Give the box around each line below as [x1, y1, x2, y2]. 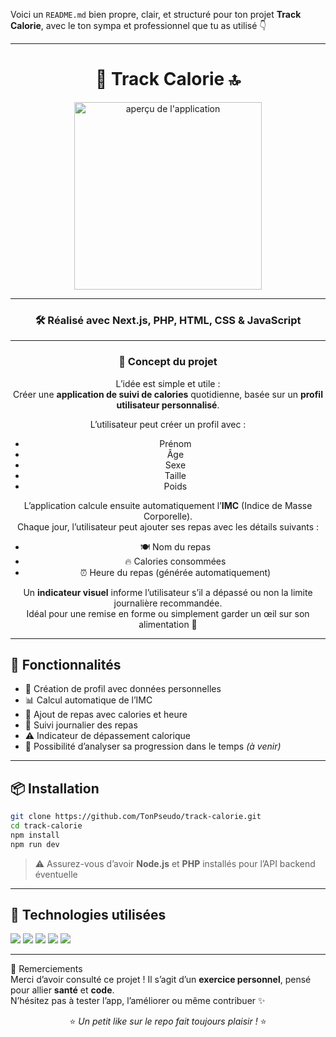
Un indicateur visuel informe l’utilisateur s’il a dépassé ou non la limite [23, 586, 313, 598]
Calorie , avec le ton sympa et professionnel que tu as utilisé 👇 [10, 20, 267, 31]
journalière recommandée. [113, 597, 223, 609]
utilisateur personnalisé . [116, 399, 220, 411]
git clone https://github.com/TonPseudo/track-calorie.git [10, 812, 262, 822]
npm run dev [10, 839, 60, 849]
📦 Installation [10, 780, 100, 797]
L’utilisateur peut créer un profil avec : [89, 418, 247, 430]
